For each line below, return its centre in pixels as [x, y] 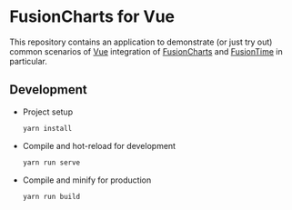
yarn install [47, 128]
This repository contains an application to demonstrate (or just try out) [141, 42]
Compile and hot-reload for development [99, 145]
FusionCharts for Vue [92, 17]
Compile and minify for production [87, 180]
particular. [28, 61]
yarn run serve [51, 162]
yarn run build [51, 196]
